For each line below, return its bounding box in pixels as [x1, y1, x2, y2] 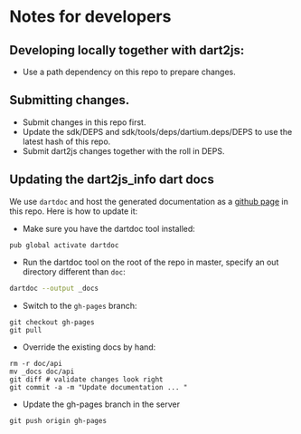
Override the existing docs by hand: [22, 342, 156, 352]
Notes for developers [9, 6, 172, 27]
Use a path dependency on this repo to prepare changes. [22, 66, 237, 77]
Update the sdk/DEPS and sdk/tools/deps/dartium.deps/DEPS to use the [22, 126, 293, 137]
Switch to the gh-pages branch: [22, 300, 137, 311]
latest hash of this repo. [22, 136, 111, 147]
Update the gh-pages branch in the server [22, 399, 181, 410]
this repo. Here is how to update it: [9, 206, 138, 217]
